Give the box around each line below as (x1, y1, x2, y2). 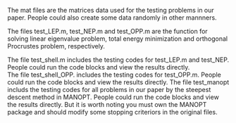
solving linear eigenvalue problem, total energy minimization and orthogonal (7, 34, 228, 43)
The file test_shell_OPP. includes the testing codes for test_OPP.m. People (7, 70, 222, 79)
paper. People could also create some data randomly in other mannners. (7, 13, 217, 22)
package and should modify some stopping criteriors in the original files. (7, 108, 218, 116)
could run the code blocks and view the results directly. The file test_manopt (7, 78, 230, 86)
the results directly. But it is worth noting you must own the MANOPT (7, 101, 207, 108)
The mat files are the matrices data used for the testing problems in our (7, 6, 215, 14)
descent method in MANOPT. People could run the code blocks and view (7, 93, 220, 101)
